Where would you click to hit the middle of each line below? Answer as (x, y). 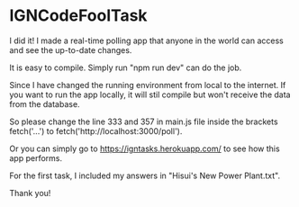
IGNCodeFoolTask (78, 16)
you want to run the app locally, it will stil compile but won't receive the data (150, 94)
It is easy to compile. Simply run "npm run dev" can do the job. (126, 67)
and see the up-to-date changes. (71, 49)
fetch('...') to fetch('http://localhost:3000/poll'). (96, 130)
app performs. (36, 157)
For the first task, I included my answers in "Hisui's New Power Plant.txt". (145, 175)
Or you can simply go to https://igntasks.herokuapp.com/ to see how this (145, 148)
